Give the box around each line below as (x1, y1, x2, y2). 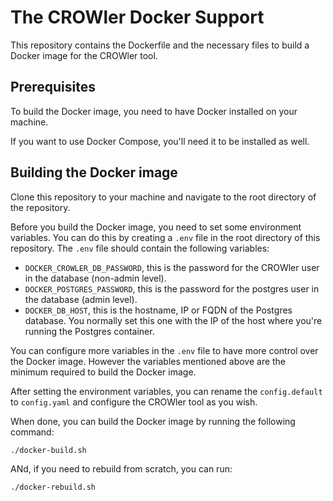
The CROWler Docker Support (10, 6, 265, 29)
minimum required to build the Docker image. (10, 366, 197, 378)
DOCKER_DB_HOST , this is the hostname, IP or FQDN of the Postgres (24, 304, 293, 316)
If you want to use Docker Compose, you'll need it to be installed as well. (10, 135, 310, 147)
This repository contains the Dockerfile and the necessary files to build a (10, 39, 310, 51)
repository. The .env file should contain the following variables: (10, 242, 270, 254)
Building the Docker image (10, 164, 178, 181)
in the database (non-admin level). (24, 272, 167, 284)
